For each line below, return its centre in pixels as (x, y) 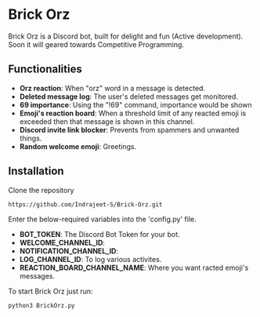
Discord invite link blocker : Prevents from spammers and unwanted (129, 129)
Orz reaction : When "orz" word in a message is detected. (112, 88)
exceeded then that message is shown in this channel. (107, 121)
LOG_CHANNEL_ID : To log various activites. (90, 260)
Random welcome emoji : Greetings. (78, 146)
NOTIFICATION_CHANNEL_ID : (69, 251)
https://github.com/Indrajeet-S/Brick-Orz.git (85, 204)
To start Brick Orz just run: (51, 291)
